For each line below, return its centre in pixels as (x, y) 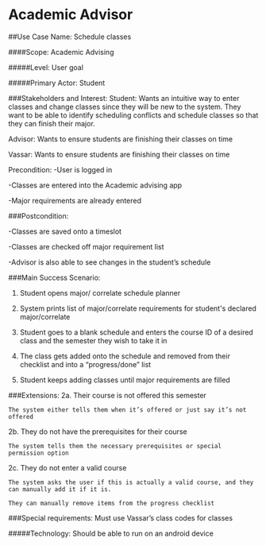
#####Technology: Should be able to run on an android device (111, 533)
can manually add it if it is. (60, 489)
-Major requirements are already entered (75, 200)
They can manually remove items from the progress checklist (112, 503)
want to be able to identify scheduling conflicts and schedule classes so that (133, 115)
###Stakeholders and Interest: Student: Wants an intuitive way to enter (124, 98)
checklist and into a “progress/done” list (85, 364)
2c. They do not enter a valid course (67, 467)
